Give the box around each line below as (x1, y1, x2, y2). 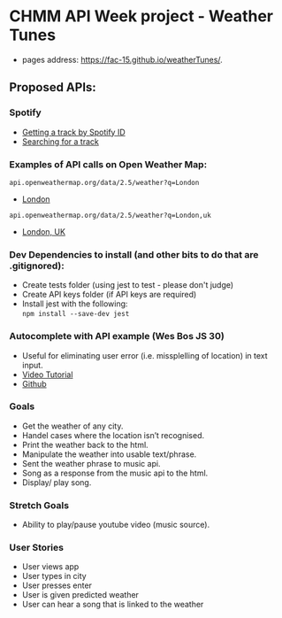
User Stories (9, 542, 65, 554)
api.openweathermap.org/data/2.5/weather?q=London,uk (9, 211, 212, 220)
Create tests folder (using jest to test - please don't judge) (21, 280, 234, 290)
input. (21, 359, 43, 370)
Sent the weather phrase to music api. (21, 458, 161, 468)
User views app (21, 561, 80, 572)
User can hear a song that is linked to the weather (21, 599, 204, 610)
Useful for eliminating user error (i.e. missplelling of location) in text (21, 350, 268, 360)
